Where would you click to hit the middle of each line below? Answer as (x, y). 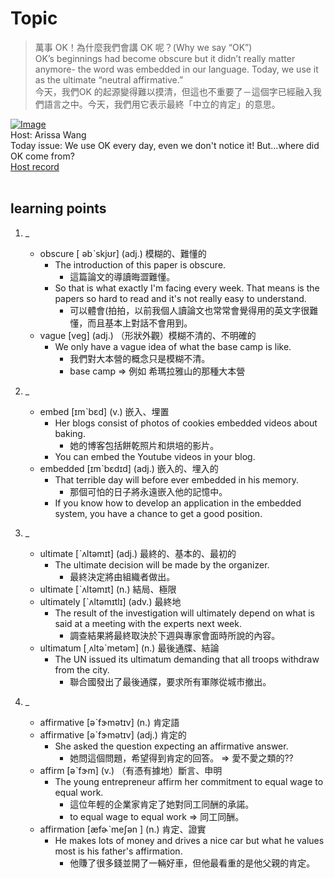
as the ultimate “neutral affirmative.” (109, 79)
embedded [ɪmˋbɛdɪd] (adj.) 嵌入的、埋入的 (129, 468)
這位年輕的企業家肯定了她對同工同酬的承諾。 (162, 804)
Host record (35, 166)
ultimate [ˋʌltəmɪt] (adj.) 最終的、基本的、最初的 (138, 553)
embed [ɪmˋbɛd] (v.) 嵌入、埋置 (104, 411)
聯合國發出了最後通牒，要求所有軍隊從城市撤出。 (170, 681)
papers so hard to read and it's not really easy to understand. (180, 298)
